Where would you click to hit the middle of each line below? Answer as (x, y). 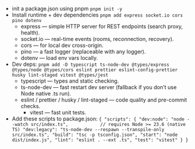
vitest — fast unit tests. (58, 112)
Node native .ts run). (46, 93)
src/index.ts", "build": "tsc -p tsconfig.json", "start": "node (95, 135)
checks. (30, 106)
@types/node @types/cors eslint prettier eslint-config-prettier (95, 70)
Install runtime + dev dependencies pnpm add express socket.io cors (97, 15)
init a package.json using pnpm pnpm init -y (67, 9)
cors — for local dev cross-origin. (62, 45)
